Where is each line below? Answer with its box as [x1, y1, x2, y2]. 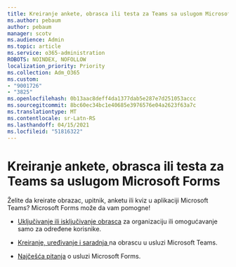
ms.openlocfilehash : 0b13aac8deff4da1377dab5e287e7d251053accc [7, 96, 197, 103]
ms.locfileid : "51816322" [7, 128, 83, 135]
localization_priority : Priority [7, 63, 105, 70]
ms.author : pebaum [7, 17, 61, 24]
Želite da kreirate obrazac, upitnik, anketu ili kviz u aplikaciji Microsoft [7, 196, 209, 204]
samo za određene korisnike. [17, 225, 102, 233]
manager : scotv [7, 30, 52, 37]
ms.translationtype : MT [7, 108, 77, 115]
